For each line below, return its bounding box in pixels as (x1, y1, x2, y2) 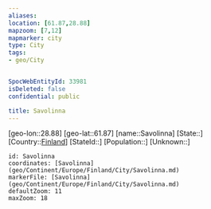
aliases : (8, 11, 37, 20)
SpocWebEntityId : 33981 (8, 77, 88, 85)
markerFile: (8, 173, 48, 182)
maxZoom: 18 (8, 195, 48, 203)
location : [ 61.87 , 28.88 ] (8, 19, 91, 27)
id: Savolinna (8, 152, 56, 160)
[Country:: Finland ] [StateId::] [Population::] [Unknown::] (8, 137, 191, 147)
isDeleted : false (8, 85, 66, 93)
